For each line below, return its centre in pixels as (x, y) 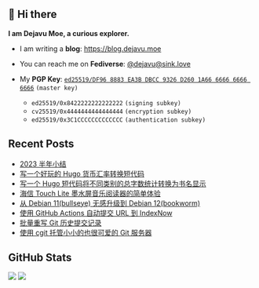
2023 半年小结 (43, 164)
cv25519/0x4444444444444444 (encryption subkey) (111, 111)
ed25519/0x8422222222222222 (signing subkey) (106, 103)
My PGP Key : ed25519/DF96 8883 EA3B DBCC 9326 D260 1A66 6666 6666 (133, 78)
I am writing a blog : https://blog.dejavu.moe (90, 49)
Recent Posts (41, 144)
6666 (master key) (49, 88)
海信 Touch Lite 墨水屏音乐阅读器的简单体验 (90, 193)
